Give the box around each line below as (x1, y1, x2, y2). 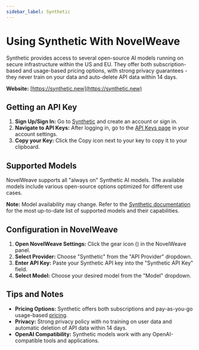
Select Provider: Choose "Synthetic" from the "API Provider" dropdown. (14, 253, 192, 260)
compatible (14, 337, 43, 344)
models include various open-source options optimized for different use (6, 183, 183, 190)
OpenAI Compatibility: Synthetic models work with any (14, 330, 151, 337)
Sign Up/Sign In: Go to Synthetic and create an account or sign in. (14, 118, 178, 125)
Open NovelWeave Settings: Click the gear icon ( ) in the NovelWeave (14, 240, 186, 247)
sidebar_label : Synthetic (6, 8, 70, 15)
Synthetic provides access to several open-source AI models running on (6, 54, 184, 62)
